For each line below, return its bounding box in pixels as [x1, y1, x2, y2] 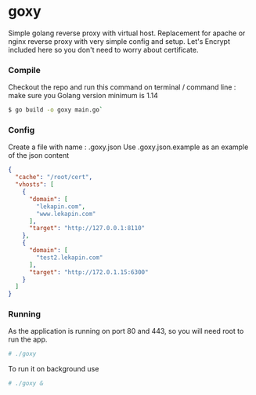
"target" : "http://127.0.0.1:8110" [28, 225, 146, 232]
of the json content [8, 151, 69, 160]
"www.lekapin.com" [36, 210, 96, 218]
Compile [8, 64, 41, 75]
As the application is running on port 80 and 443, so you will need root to [8, 327, 244, 336]
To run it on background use [8, 364, 99, 374]
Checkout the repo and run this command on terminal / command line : [8, 82, 236, 92]
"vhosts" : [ [15, 181, 55, 188]
